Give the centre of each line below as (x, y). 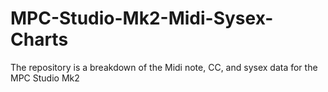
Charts (39, 39)
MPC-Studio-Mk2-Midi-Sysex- (142, 18)
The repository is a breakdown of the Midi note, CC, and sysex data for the (164, 67)
